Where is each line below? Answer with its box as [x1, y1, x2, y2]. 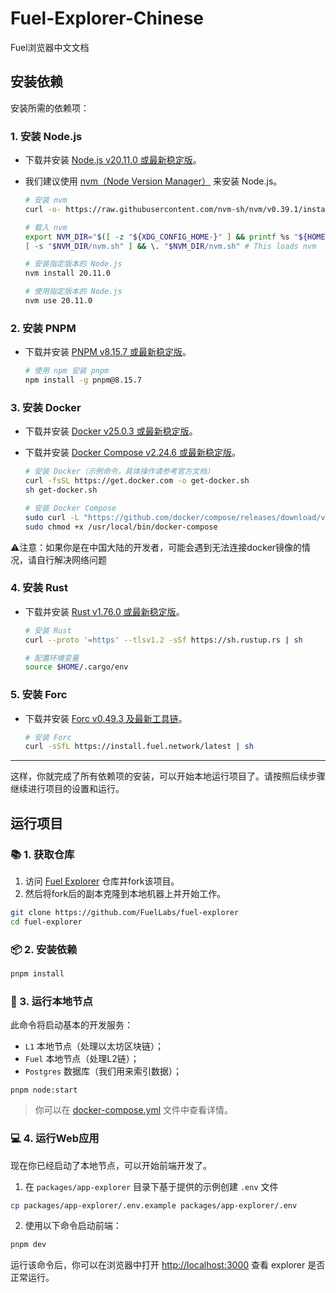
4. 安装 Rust [10, 581, 69, 595]
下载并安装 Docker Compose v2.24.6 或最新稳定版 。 [24, 447, 241, 459]
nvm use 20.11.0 [24, 296, 93, 306]
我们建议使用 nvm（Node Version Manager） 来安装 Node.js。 [24, 175, 283, 187]
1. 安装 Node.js [10, 129, 83, 143]
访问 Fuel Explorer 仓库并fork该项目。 [24, 875, 180, 887]
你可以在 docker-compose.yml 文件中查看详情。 [34, 1104, 234, 1116]
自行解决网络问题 [36, 553, 107, 566]
